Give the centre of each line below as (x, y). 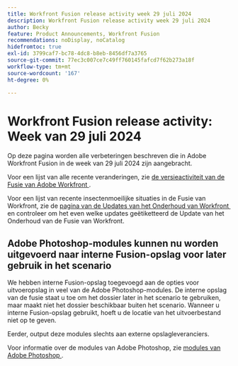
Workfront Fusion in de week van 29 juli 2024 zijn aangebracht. (100, 163)
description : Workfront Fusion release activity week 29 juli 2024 (109, 21)
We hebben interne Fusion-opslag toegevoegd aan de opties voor (103, 283)
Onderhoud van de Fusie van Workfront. (66, 221)
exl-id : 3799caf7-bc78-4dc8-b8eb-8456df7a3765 (77, 54)
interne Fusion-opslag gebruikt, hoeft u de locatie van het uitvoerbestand (114, 313)
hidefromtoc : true (34, 47)
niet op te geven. (32, 321)
